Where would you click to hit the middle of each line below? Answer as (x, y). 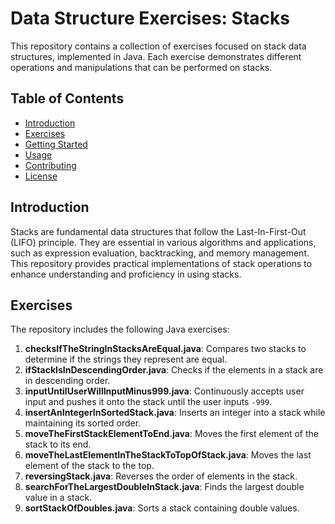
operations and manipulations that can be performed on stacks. (141, 67)
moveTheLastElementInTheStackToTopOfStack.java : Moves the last (168, 455)
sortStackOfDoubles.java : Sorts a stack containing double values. (162, 508)
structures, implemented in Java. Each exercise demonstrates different (156, 56)
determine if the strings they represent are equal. (126, 359)
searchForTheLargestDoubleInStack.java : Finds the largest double (164, 487)
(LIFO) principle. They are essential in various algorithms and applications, (163, 242)
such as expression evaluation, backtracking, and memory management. (160, 253)
